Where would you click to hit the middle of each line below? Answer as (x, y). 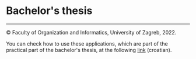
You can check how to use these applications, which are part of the (87, 44)
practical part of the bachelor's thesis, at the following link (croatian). (89, 50)
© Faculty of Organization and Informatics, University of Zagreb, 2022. (91, 32)
